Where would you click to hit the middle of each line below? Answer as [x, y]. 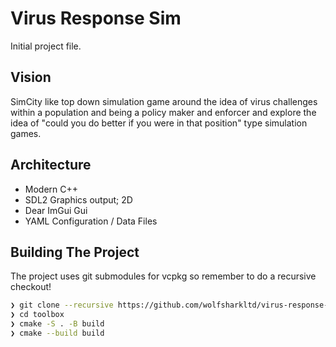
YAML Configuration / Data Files [91, 221]
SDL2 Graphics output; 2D [78, 199]
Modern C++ [51, 189]
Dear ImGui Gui [56, 210]
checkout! [31, 287]
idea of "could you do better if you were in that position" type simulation [159, 123]
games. [26, 133]
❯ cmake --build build [57, 333]
